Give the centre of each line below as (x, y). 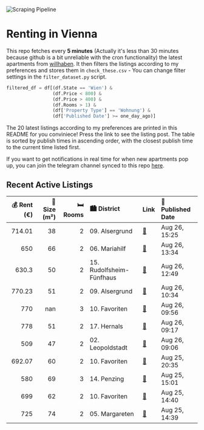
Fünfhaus (103, 277)
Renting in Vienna (52, 34)
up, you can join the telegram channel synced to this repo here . (86, 166)
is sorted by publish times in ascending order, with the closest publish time (100, 141)
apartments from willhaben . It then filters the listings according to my (93, 63)
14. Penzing (107, 379)
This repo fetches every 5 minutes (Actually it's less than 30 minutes (93, 51)
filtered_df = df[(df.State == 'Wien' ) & (59, 88)
